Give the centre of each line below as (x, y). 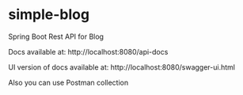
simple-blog (49, 15)
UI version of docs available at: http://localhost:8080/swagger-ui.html (122, 67)
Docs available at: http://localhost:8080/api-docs (88, 51)
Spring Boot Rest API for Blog (56, 36)
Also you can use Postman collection (68, 82)
